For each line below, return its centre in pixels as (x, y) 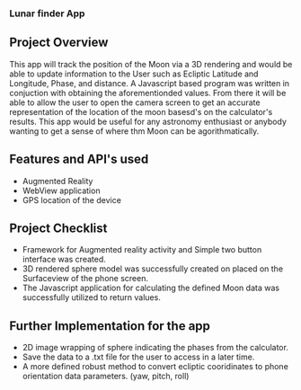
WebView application (61, 191)
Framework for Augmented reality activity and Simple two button (142, 250)
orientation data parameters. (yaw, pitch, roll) (106, 377)
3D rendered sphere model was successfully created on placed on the (153, 269)
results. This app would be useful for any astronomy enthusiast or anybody (148, 121)
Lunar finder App (47, 13)
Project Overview (59, 43)
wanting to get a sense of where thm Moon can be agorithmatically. (134, 131)
